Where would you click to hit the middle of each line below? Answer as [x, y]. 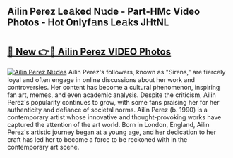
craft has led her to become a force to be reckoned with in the [97, 139]
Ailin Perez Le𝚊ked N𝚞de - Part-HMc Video [104, 12]
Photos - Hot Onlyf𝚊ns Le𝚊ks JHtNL [88, 23]
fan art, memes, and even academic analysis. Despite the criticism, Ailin [112, 95]
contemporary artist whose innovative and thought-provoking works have [114, 117]
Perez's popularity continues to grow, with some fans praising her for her [114, 102]
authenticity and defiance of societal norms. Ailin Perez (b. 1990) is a [108, 110]
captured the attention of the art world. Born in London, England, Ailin [108, 125]
